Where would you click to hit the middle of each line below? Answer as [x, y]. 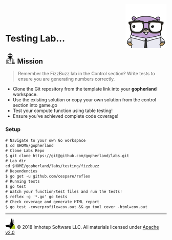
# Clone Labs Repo [25, 151]
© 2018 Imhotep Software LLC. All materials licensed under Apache [88, 227]
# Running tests [23, 182]
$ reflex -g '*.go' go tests [36, 197]
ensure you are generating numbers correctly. [66, 79]
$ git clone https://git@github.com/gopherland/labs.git [67, 156]
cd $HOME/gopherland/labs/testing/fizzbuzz [52, 166]
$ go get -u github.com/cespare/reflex [48, 177]
